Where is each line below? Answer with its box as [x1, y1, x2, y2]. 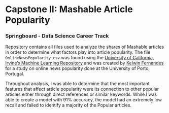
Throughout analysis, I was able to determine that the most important [5, 81, 150, 87]
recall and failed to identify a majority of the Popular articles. [5, 102, 132, 108]
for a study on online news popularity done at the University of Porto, [5, 65, 150, 71]
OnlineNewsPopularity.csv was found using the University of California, [5, 55, 154, 61]
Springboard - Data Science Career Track [5, 32, 109, 40]
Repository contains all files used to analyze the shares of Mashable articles [5, 44, 164, 50]
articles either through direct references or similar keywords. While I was [5, 91, 157, 97]
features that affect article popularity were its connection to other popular [5, 86, 159, 92]
